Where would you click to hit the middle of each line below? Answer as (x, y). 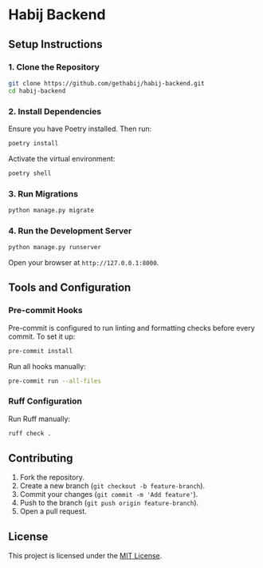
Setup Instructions (55, 44)
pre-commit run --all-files (55, 381)
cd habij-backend (37, 91)
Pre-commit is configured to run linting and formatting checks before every (131, 328)
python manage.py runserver (55, 248)
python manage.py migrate (51, 210)
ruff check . (30, 433)
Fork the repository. (52, 478)
